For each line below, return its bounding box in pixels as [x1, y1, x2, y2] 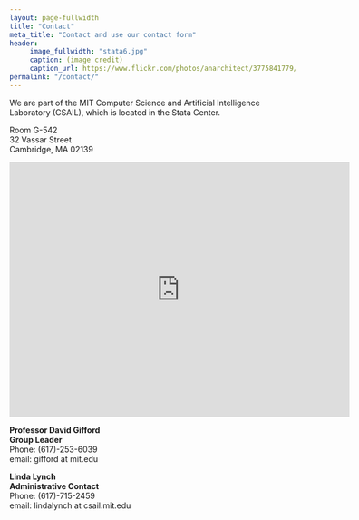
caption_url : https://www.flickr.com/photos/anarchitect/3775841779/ [29, 64, 298, 74]
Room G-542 [9, 124, 58, 135]
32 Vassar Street [9, 133, 73, 145]
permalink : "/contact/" [9, 73, 100, 82]
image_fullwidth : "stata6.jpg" [29, 47, 148, 56]
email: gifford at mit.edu [9, 453, 99, 464]
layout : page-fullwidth [9, 13, 100, 23]
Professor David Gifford [9, 424, 101, 436]
